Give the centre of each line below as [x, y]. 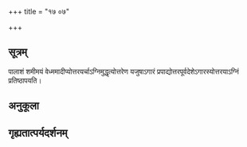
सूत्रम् [18, 52]
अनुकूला [24, 106]
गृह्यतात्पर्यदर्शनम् [38, 133]
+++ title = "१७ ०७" [39, 12]
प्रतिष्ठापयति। [25, 80]
